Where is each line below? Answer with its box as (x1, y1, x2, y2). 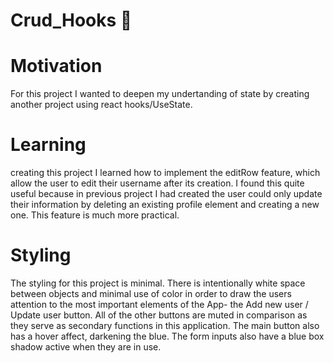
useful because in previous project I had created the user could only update (10, 188, 323, 200)
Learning (10, 134, 87, 156)
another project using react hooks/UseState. (10, 99, 193, 111)
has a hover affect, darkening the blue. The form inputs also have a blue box (10, 330, 325, 342)
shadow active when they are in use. (10, 341, 162, 353)
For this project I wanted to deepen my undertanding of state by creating (10, 88, 310, 100)
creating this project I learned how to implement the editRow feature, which (10, 167, 321, 179)
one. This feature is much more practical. (10, 209, 180, 221)
